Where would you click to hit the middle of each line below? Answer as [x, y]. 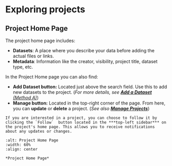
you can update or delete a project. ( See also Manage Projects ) [81, 108]
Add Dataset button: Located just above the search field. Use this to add [90, 87]
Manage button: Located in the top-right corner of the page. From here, [89, 103]
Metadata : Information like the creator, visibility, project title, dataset [85, 61]
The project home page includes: [40, 40]
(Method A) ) [26, 98]
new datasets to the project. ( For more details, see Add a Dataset [82, 92]
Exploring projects [45, 9]
